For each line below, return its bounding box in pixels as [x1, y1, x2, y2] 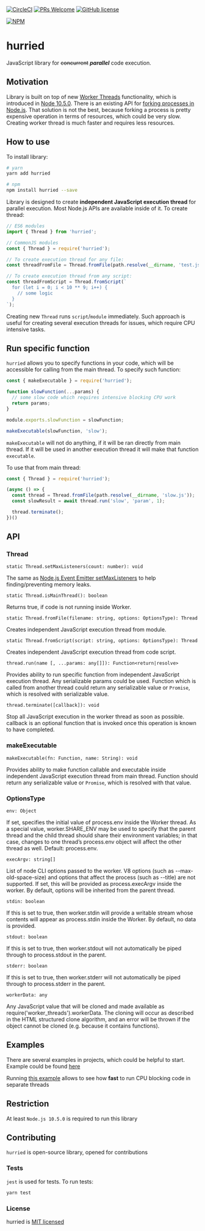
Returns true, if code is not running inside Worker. [6, 604, 131, 611]
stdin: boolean [6, 899, 45, 905]
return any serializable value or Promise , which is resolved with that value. [6, 779, 192, 786]
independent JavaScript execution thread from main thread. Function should [6, 772, 198, 780]
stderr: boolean [6, 963, 48, 970]
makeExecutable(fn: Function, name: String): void [6, 755, 138, 761]
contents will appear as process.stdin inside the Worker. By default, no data [6, 916, 196, 923]
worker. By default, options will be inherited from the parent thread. [6, 886, 176, 894]
